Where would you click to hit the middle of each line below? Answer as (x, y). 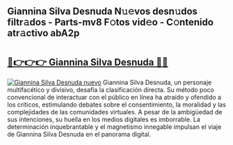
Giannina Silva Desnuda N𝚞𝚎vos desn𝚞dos (103, 12)
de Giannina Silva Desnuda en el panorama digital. (79, 134)
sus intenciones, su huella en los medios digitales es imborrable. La (104, 119)
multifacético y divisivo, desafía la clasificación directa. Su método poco (111, 90)
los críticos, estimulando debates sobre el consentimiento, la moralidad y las (116, 105)
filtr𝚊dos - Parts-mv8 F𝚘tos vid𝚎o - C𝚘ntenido (111, 23)
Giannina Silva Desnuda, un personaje (158, 82)
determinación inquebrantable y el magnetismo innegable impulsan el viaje (114, 127)
